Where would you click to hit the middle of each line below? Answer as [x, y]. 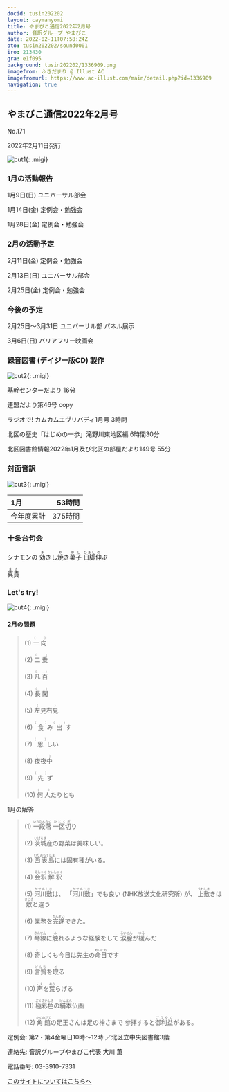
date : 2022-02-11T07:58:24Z [48, 39]
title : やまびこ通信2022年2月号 [49, 26]
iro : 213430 [24, 53]
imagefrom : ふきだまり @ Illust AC [56, 71]
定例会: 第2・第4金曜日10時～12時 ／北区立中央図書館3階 [88, 1037]
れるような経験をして [88, 938]
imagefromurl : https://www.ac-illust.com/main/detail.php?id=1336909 [110, 78]
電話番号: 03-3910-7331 [41, 1066]
